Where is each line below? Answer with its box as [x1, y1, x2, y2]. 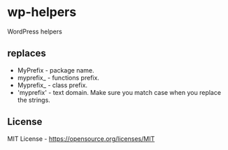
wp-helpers [7, 4, 77, 20]
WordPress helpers [7, 27, 63, 36]
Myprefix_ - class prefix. [17, 81, 88, 89]
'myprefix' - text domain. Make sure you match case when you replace [17, 88, 222, 96]
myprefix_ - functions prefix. [17, 73, 100, 82]
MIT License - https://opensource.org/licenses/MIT [7, 134, 155, 143]
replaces [7, 47, 47, 59]
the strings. [17, 96, 50, 104]
